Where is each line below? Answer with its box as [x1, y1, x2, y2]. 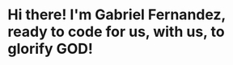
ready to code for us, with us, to [7, 22, 225, 41]
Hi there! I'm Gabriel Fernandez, [7, 6, 226, 24]
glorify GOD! [7, 40, 94, 58]
